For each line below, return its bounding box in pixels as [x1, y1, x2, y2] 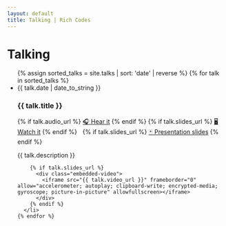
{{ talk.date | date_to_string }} [17, 84, 101, 92]
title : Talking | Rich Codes [7, 17, 91, 23]
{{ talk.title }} [17, 101, 63, 111]
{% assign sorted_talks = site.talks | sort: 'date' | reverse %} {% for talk [17, 69, 220, 77]
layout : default [7, 10, 54, 17]
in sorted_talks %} [17, 77, 69, 85]
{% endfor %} [17, 212, 55, 220]
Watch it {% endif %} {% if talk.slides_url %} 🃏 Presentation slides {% [17, 127, 219, 135]
